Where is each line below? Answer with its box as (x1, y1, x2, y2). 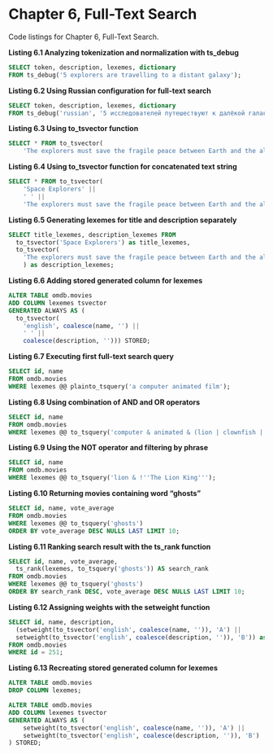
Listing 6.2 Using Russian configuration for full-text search (8, 85, 211, 95)
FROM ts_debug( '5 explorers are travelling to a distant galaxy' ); (8, 71, 242, 79)
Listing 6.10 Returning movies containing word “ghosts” (8, 489, 201, 498)
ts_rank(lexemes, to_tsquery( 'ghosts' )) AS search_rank (15, 565, 209, 573)
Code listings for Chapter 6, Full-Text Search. (8, 32, 159, 42)
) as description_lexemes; (23, 261, 115, 270)
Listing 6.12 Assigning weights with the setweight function (8, 602, 210, 612)
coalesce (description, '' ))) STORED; (23, 337, 151, 345)
